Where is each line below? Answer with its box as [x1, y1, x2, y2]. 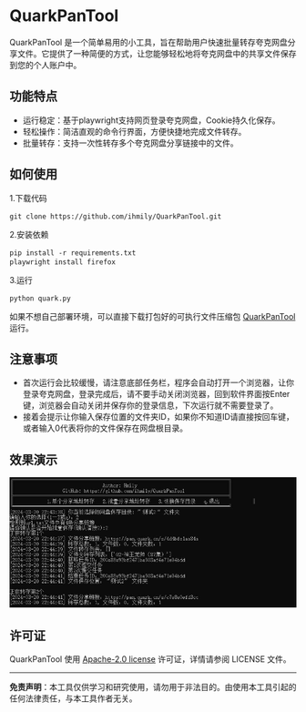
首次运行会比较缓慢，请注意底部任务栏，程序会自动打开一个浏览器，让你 [22, 377, 294, 388]
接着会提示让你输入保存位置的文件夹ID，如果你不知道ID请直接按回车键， [22, 412, 294, 422]
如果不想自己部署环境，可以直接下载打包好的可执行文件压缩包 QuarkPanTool [9, 310, 296, 321]
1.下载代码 [9, 192, 47, 203]
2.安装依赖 [9, 229, 49, 239]
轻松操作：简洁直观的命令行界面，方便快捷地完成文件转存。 [22, 126, 247, 137]
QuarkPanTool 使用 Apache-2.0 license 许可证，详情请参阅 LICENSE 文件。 [9, 653, 291, 665]
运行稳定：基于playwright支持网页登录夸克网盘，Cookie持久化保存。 [22, 115, 280, 126]
